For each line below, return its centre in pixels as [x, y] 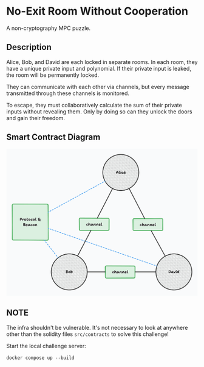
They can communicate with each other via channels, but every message [98, 87]
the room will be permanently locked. [53, 75]
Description [29, 47]
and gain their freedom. [36, 118]
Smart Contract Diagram [53, 137]
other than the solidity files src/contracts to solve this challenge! [87, 334]
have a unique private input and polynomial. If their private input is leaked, [99, 68]
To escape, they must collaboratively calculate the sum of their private [94, 105]
